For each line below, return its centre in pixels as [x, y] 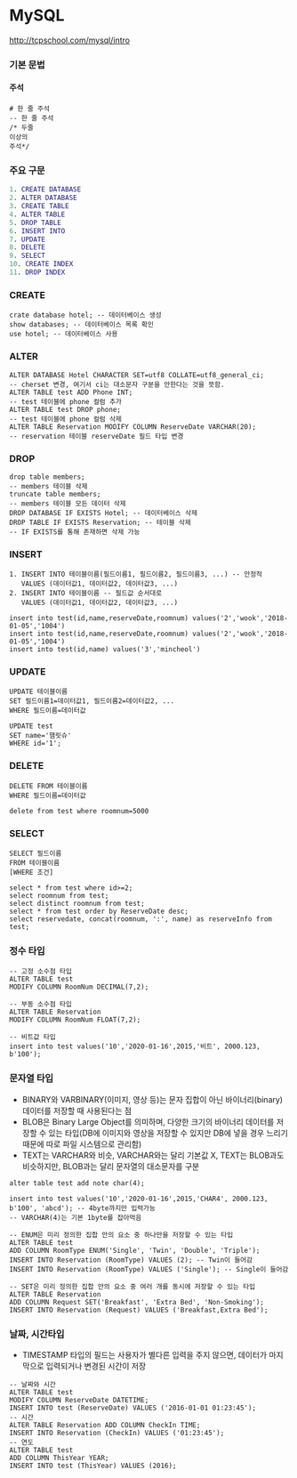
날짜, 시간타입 [37, 1334]
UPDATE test [31, 726]
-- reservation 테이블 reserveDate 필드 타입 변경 [96, 436]
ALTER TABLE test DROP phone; [65, 409]
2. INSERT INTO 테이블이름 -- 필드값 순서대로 [86, 594]
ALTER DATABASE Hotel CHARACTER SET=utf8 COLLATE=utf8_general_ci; [137, 375]
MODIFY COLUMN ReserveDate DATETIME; [79, 1400]
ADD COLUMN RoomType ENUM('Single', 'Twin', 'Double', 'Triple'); [135, 1250]
